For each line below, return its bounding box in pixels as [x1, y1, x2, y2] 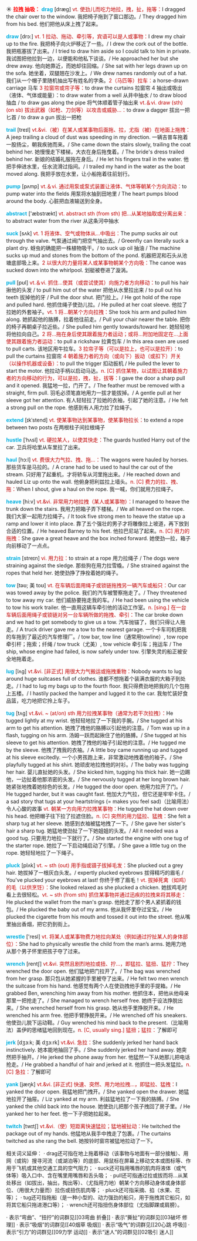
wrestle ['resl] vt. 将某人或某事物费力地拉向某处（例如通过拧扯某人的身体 [6, 933, 183, 940]
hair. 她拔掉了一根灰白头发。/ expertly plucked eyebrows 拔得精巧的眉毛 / [6, 869, 184, 876]
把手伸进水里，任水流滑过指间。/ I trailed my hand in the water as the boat [6, 163, 186, 170]
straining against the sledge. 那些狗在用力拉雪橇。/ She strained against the [6, 562, 189, 569]
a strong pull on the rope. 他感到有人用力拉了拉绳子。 [6, 404, 135, 411]
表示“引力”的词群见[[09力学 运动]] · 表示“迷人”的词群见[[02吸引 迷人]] [6, 1229, 174, 1235]
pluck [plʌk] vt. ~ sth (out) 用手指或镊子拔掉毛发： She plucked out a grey [6, 862, 184, 869]
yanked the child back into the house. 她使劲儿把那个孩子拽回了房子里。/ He [6, 1103, 191, 1110]
